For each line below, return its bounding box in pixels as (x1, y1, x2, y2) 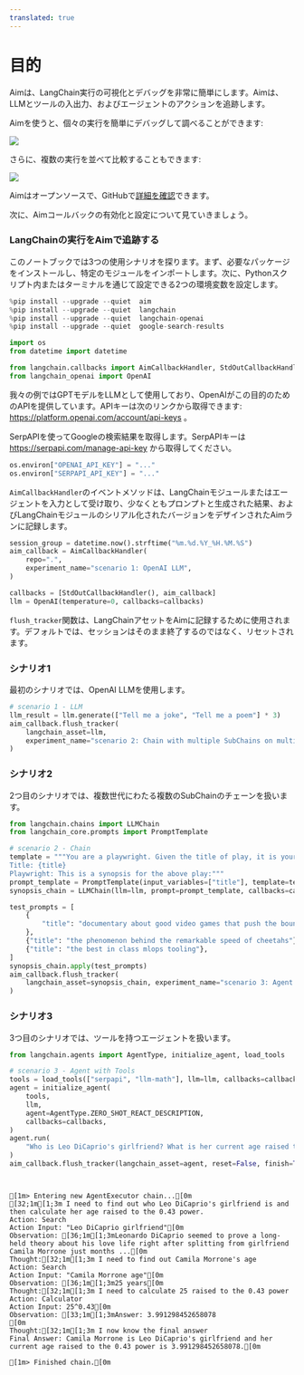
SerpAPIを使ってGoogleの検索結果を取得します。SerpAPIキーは (9, 431, 246, 442)
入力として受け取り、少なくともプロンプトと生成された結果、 (48, 497, 279, 508)
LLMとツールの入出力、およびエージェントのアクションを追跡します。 (9, 98, 271, 109)
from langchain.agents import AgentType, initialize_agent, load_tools (9, 1050, 285, 1060)
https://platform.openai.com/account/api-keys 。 (9, 411, 193, 422)
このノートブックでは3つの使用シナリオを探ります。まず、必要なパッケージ (9, 255, 290, 267)
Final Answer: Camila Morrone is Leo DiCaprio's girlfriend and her (9, 1333, 273, 1343)
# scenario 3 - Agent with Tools (9, 1066, 136, 1076)
